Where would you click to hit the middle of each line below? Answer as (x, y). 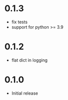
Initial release (25, 93)
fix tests (19, 22)
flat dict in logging (29, 60)
